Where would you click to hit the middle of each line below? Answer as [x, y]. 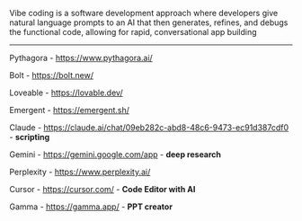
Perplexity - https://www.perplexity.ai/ [80, 172]
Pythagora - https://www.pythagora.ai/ [81, 58]
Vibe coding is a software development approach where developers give [144, 13]
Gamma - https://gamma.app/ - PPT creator [91, 207]
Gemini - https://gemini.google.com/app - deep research [115, 155]
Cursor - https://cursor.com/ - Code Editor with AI [102, 189]
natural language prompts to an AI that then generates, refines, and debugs [149, 22]
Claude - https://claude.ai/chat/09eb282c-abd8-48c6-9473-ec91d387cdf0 [149, 128]
